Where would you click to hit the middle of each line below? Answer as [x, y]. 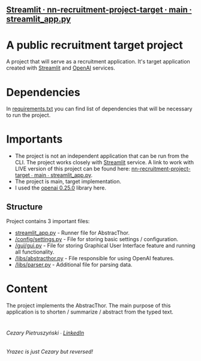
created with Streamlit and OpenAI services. [61, 68]
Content [27, 289]
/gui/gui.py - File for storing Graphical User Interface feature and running [105, 246]
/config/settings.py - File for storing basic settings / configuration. [97, 239]
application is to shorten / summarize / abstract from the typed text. [90, 312]
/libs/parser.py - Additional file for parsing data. [73, 265]
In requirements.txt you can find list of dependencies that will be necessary [99, 109]
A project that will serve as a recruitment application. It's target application [98, 62]
